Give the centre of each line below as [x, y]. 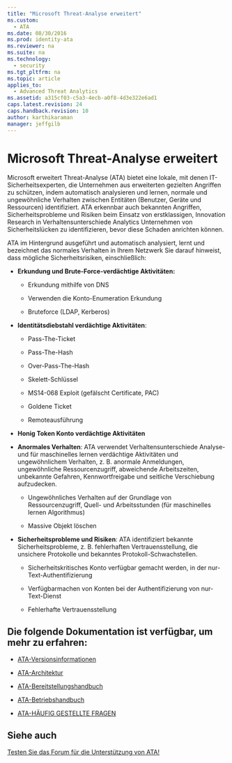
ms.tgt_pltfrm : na [34, 72]
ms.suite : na [26, 53]
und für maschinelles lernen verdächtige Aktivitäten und [98, 455]
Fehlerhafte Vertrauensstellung [72, 610]
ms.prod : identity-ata [40, 40]
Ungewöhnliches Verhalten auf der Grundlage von [100, 498]
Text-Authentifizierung [60, 575]
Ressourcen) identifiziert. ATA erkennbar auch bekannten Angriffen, [105, 207]
